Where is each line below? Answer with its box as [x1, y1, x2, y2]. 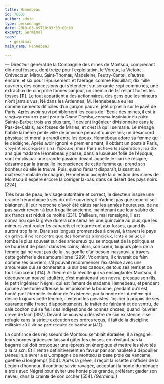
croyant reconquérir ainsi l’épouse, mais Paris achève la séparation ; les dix [5, 145, 157, 151]
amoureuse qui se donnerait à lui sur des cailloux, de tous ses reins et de [5, 264, 152, 270]
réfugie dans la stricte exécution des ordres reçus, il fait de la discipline [5, 317, 149, 323]
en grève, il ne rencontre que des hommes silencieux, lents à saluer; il [5, 233, 146, 239]
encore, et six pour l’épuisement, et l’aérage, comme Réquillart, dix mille [5, 77, 150, 83]
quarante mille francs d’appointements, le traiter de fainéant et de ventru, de [5, 301, 159, 307]
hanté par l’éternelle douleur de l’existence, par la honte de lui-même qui [5, 291, 151, 296]
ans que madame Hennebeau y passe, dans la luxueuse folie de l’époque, [5, 150, 154, 156]
